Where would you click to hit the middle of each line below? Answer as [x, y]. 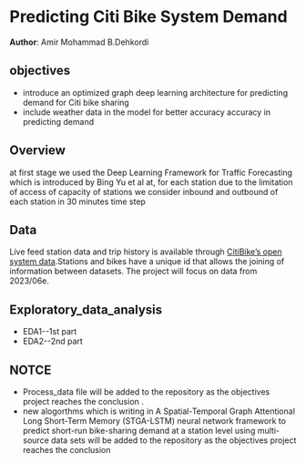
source [36, 440]
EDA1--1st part [50, 332]
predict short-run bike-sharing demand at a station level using [139, 431]
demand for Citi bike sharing [76, 102]
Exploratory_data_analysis [86, 309]
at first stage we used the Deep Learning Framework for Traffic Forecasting [151, 172]
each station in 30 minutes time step [77, 201]
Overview [38, 151]
